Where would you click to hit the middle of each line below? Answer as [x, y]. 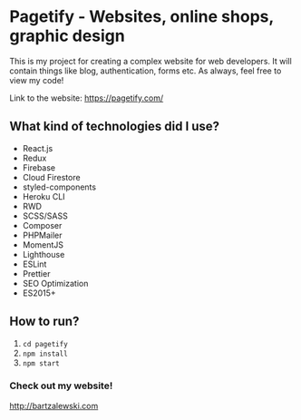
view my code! [37, 80]
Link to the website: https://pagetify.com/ [87, 98]
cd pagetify [45, 344]
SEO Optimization [55, 283]
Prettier [36, 273]
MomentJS [43, 244]
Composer [42, 225]
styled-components [59, 187]
